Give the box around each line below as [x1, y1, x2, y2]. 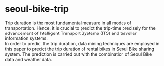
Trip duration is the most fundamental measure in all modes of [5, 20, 132, 26]
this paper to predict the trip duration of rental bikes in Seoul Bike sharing [5, 46, 155, 52]
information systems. [5, 35, 48, 41]
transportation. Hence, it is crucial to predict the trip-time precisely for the [5, 25, 156, 31]
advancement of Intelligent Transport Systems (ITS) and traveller [5, 30, 137, 36]
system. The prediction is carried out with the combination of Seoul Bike [5, 51, 152, 57]
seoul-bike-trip [5, 3, 69, 15]
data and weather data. [5, 56, 53, 62]
